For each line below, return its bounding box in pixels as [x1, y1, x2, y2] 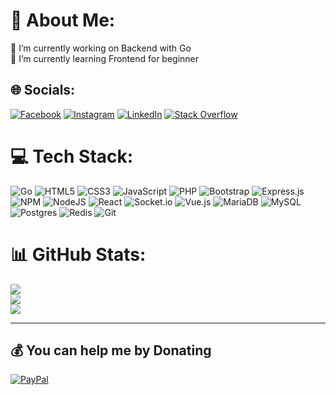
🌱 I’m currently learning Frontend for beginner [10, 52, 200, 64]
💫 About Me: [10, 9, 116, 32]
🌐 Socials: [10, 82, 76, 99]
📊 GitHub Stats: [10, 243, 147, 266]
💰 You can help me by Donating [10, 342, 212, 359]
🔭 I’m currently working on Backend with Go [10, 42, 192, 54]
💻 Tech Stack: [10, 145, 134, 168]
